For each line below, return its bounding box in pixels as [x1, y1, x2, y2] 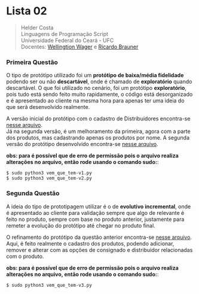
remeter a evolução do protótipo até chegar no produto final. [6, 222, 155, 229]
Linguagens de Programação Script [20, 30, 109, 37]
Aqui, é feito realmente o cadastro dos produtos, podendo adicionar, [6, 240, 174, 247]
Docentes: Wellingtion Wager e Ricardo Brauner [20, 43, 139, 50]
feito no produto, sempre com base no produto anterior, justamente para [6, 216, 185, 223]
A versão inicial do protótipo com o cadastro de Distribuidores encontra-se [6, 115, 191, 122]
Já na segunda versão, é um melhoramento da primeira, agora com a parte [6, 128, 191, 135]
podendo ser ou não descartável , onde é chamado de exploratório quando [6, 78, 192, 85]
